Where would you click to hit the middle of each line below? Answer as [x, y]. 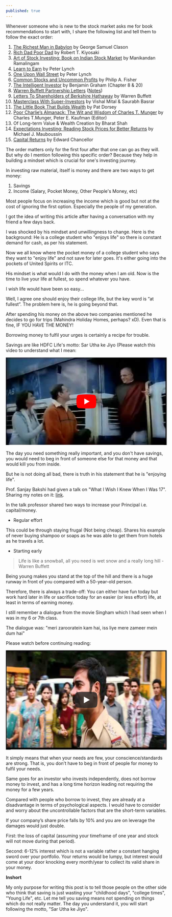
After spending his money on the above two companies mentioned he [79, 314]
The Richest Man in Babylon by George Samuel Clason [70, 47]
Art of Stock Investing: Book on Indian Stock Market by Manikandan [84, 58]
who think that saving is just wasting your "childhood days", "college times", [85, 893]
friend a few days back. [31, 222]
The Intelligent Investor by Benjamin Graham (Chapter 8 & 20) [78, 85]
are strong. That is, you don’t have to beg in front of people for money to [82, 763]
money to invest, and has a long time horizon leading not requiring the [79, 784]
